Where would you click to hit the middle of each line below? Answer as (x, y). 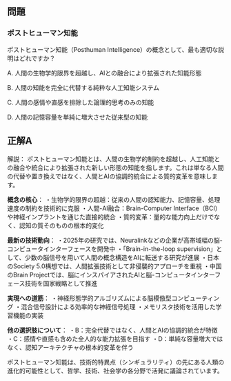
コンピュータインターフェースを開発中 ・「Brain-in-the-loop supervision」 (112, 249)
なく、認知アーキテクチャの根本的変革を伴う (71, 347)
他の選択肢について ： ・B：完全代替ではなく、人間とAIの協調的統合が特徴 (113, 330)
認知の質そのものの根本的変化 (61, 225)
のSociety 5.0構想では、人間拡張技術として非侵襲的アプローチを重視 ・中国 (114, 266)
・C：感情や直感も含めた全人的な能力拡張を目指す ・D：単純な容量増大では (115, 338)
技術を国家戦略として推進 (61, 283)
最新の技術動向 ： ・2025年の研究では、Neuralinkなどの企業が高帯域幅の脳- (115, 240)
